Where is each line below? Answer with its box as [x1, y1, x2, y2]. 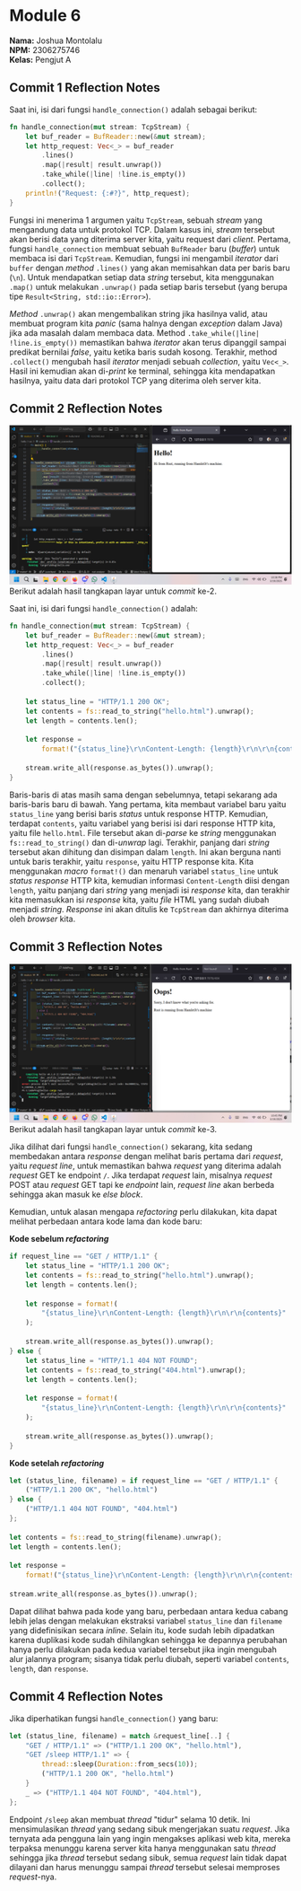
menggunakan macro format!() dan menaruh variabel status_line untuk [9, 866, 279, 876]
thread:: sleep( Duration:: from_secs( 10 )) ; [41, 1760, 199, 1769]
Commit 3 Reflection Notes [9, 939, 163, 954]
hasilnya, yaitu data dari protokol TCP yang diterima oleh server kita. [9, 374, 262, 386]
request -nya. [9, 1871, 57, 1882]
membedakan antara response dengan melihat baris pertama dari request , [9, 1151, 284, 1162]
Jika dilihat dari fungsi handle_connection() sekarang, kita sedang [9, 1141, 253, 1152]
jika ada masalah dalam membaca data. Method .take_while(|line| [9, 327, 260, 338]
